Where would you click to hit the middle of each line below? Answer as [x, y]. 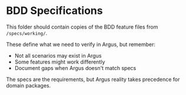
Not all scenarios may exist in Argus [58, 55]
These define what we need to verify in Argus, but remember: [81, 44]
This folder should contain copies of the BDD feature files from [82, 27]
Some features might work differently [60, 62]
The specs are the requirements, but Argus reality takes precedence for [93, 79]
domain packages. [29, 85]
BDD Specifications [54, 11]
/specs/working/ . [27, 33]
